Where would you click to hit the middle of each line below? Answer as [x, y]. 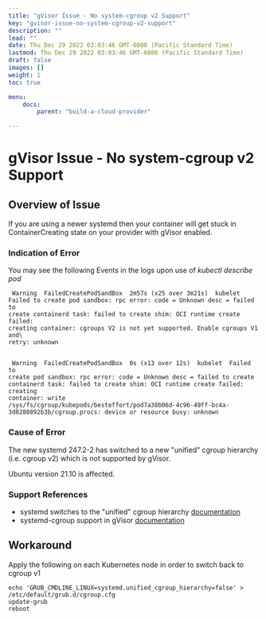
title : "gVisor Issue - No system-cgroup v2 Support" [100, 16]
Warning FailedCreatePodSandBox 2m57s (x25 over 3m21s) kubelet [126, 294]
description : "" [35, 30]
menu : [17, 97]
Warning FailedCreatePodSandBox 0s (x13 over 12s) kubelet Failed [131, 363]
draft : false [30, 61]
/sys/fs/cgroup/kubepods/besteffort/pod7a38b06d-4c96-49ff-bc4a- [119, 405]
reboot [19, 609]
